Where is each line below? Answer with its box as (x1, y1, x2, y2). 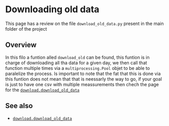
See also (5, 102, 33, 110)
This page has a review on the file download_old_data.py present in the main (5, 20, 164, 27)
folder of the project (5, 26, 47, 32)
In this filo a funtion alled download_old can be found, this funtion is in (5, 54, 150, 60)
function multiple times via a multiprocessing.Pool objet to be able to (5, 65, 150, 71)
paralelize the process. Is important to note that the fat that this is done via (5, 70, 161, 77)
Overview (5, 41, 37, 49)
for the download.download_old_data (5, 87, 80, 93)
